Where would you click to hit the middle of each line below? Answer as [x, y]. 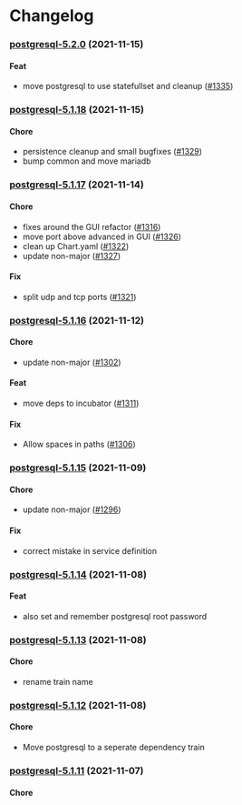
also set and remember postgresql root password [115, 616]
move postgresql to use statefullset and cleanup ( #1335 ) [128, 86]
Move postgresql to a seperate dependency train [114, 747]
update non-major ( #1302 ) [72, 362]
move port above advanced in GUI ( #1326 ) [102, 236]
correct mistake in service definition [90, 550]
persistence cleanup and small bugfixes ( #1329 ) [112, 152]
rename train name [58, 681]
